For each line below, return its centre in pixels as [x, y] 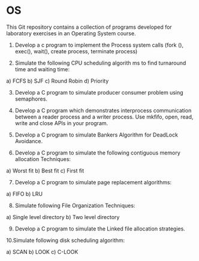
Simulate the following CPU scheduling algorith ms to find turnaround [100, 63]
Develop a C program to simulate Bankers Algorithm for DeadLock [97, 135]
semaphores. [31, 99]
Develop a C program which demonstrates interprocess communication [103, 110]
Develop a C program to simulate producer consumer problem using [99, 92]
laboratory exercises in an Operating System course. [71, 33]
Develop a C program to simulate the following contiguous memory [98, 153]
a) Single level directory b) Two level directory [63, 217]
